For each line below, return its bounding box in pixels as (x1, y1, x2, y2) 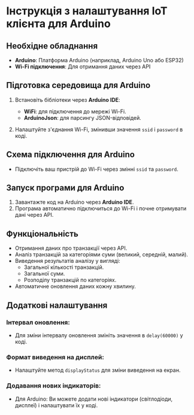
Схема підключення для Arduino (6, 150, 135, 160)
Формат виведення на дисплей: (6, 353, 105, 361)
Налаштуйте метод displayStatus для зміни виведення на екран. (14, 366, 181, 374)
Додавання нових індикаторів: (6, 381, 101, 390)
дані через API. (14, 211, 54, 219)
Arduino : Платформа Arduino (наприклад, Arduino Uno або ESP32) (14, 57, 184, 63)
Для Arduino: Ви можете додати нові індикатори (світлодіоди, (14, 395, 173, 402)
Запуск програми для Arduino (6, 183, 125, 193)
